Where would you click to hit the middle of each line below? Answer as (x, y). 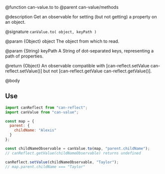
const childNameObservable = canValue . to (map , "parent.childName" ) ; (78, 148)
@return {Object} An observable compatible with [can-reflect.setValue (77, 66)
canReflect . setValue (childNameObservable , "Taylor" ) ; (62, 162)
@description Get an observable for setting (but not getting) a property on (81, 17)
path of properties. (24, 56)
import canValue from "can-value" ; (42, 112)
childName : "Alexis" (35, 130)
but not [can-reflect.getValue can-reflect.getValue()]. (97, 71)
